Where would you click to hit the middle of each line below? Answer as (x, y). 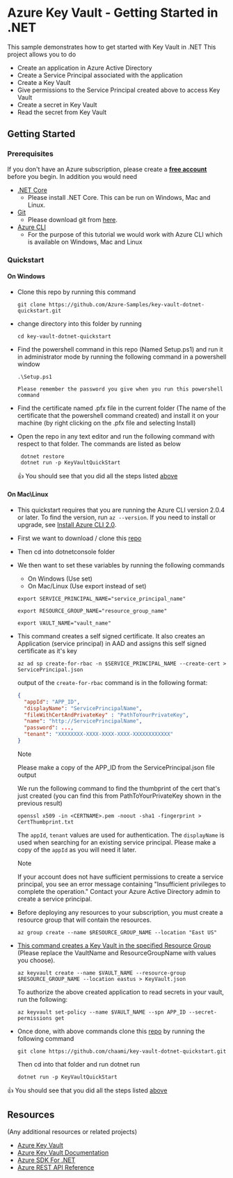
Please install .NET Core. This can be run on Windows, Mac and (119, 197)
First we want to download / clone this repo (79, 538)
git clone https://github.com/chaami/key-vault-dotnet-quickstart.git (122, 1051)
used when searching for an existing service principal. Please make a (116, 842)
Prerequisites (30, 154)
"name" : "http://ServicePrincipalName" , (83, 721)
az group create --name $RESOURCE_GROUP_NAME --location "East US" (117, 932)
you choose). (36, 960)
